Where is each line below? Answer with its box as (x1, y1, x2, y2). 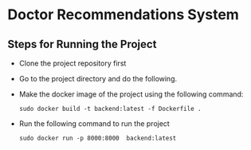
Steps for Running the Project (7, 37, 157, 51)
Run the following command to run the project (18, 119, 171, 128)
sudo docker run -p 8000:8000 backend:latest (18, 134, 177, 142)
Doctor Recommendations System (7, 6, 240, 24)
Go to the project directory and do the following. (18, 74, 178, 83)
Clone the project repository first (18, 58, 127, 68)
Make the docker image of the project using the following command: (18, 89, 244, 99)
